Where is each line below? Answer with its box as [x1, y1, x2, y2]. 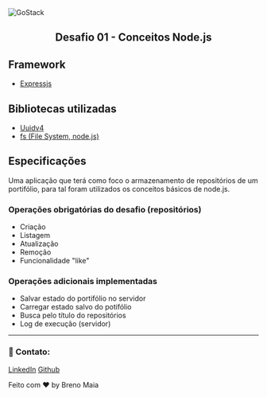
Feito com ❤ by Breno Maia [8, 379, 99, 389]
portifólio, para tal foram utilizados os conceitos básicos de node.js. [8, 184, 230, 193]
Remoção [19, 247, 52, 257]
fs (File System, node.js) [19, 131, 99, 142]
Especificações [8, 154, 87, 168]
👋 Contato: [8, 346, 50, 357]
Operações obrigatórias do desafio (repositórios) [8, 204, 202, 215]
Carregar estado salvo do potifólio [19, 302, 133, 312]
